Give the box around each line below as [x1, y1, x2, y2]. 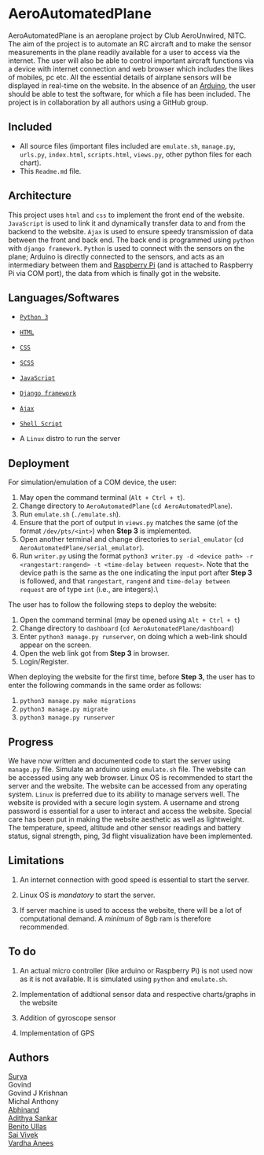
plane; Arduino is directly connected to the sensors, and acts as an [8, 252, 225, 261]
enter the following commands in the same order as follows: [8, 681, 202, 690]
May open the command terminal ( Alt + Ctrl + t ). [19, 493, 185, 502]
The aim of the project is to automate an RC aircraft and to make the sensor [8, 39, 252, 48]
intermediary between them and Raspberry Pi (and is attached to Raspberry [8, 260, 254, 270]
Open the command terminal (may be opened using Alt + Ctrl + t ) [19, 615, 240, 625]
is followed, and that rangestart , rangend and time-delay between [19, 576, 230, 586]
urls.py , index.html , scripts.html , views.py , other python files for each [19, 149, 252, 159]
